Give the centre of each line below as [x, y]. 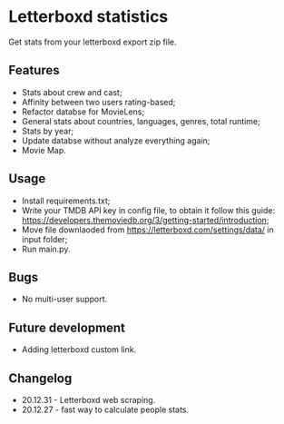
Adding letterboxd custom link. [79, 350]
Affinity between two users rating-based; [98, 102]
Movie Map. [44, 150]
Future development [67, 327]
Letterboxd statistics [88, 17]
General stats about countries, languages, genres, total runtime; [141, 121]
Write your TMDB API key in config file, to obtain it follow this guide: [148, 210]
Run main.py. [46, 249]
